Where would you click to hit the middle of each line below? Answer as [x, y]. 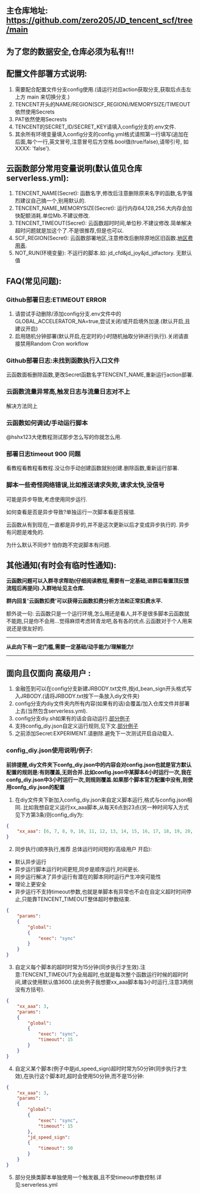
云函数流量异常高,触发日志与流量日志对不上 [68, 392]
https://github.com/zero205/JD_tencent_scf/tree [99, 21]
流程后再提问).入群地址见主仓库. [46, 588]
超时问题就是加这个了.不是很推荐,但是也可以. [69, 231]
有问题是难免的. [25, 532]
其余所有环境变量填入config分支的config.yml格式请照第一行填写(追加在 [102, 134]
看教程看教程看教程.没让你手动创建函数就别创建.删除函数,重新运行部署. [93, 468]
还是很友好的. [28, 628]
